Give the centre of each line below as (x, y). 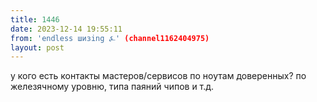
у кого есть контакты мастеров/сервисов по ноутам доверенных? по (158, 76)
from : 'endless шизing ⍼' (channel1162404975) (110, 38)
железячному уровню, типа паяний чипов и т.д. (112, 87)
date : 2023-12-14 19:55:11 (66, 29)
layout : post (37, 47)
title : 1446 (35, 19)
